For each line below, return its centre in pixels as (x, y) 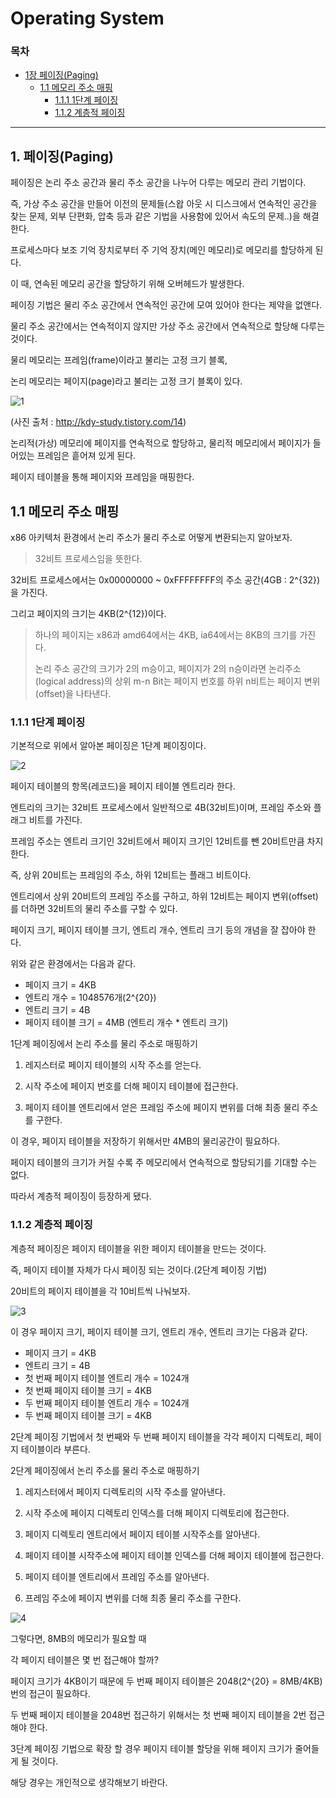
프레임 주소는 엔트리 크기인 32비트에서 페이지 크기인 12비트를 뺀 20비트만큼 (157, 841)
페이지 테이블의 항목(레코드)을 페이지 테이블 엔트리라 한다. (123, 786)
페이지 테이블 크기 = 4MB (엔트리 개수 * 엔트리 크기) (126, 1023)
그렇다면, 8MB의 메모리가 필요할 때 (78, 1638)
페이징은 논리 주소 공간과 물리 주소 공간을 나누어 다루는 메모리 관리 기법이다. (158, 183)
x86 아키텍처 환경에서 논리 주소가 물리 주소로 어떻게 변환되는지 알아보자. (151, 538)
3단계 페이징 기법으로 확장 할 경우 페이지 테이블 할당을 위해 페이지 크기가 (151, 1748)
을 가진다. (29, 593)
